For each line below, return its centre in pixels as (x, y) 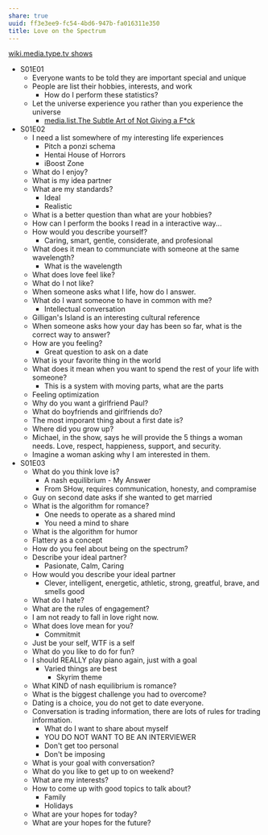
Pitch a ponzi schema (80, 147)
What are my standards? (72, 189)
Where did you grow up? (73, 429)
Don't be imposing (74, 754)
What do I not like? (63, 284)
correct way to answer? (71, 334)
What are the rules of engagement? (91, 609)
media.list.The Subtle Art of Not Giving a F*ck (120, 121)
